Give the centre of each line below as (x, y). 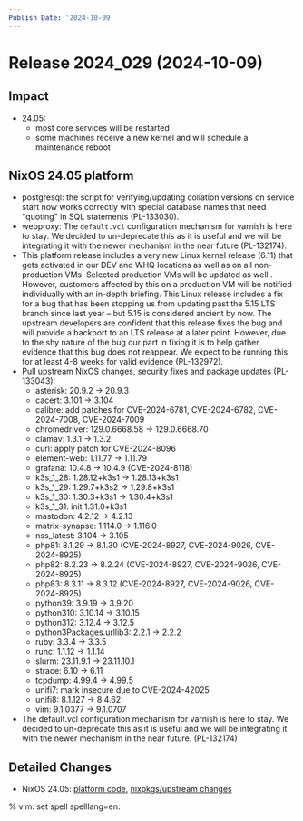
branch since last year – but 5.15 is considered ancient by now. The (147, 314)
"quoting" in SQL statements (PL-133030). (100, 217)
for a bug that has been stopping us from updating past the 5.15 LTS (148, 304)
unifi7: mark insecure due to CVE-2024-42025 (122, 690)
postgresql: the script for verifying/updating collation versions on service (158, 197)
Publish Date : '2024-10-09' (62, 18)
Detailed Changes (60, 767)
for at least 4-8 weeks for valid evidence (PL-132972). (122, 362)
